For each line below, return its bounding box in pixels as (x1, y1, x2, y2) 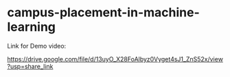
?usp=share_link (7, 62, 54, 70)
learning (7, 19, 56, 35)
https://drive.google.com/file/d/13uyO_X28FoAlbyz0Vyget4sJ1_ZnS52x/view (7, 55, 223, 63)
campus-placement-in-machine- (7, 5, 200, 20)
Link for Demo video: (7, 42, 67, 50)
